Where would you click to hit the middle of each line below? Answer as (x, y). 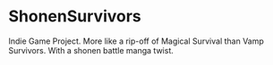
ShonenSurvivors (75, 16)
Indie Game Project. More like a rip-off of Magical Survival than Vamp (136, 41)
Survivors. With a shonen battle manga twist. (91, 50)
